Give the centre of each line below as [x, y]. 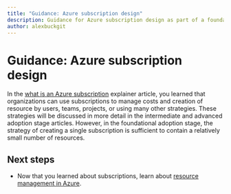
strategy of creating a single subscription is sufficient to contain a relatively [113, 131]
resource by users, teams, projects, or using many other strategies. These [112, 109]
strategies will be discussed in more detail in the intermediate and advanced [115, 116]
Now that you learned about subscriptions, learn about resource [108, 176]
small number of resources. [46, 138]
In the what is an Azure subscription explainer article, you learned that [106, 94]
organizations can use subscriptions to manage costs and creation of [105, 101]
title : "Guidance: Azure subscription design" [75, 13]
